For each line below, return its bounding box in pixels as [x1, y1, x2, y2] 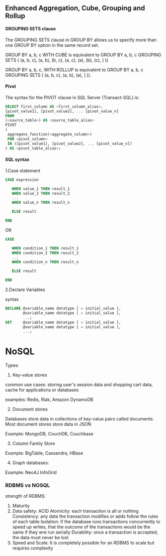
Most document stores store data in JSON [5, 421, 91, 427]
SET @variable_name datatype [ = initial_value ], [5, 320, 121, 325]
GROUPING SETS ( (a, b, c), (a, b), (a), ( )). [5, 72, 91, 78]
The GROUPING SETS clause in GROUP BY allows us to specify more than [5, 37, 157, 43]
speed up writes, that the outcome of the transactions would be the [12, 524, 151, 530]
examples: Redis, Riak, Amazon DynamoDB [5, 397, 93, 403]
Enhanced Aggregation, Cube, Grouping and [5, 4, 145, 12]
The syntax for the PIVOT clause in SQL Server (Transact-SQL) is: [5, 94, 140, 100]
